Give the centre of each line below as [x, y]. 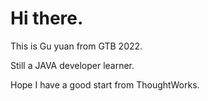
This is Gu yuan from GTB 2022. [76, 46]
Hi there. [47, 18]
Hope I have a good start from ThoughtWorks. [105, 84]
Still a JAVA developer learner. [72, 65]
